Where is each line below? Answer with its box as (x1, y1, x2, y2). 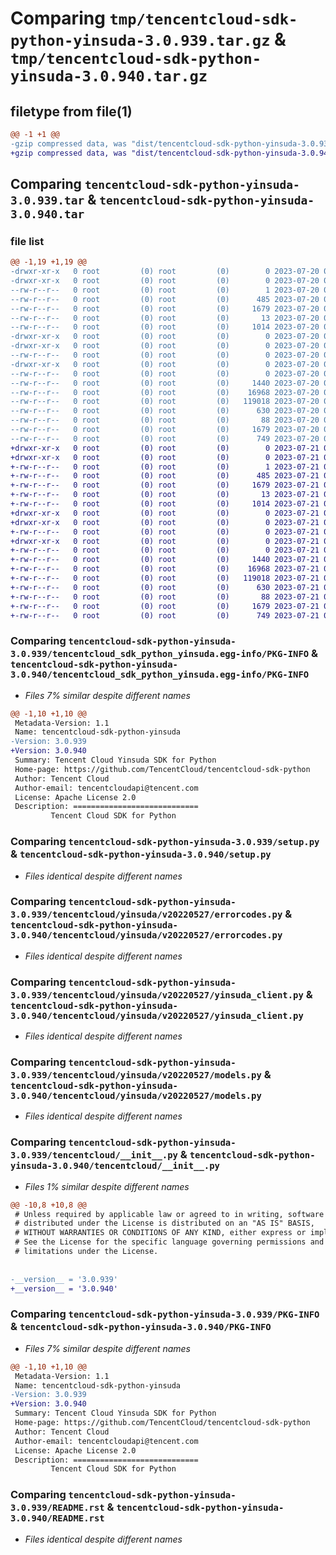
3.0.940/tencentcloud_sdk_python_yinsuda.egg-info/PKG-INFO (10, 669, 310, 681)
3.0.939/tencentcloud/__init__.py (10, 1150, 178, 1161)
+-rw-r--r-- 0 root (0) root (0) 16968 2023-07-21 (10, 564, 320, 574)
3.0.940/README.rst (10, 1513, 105, 1524)
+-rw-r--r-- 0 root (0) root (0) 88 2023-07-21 (10, 592, 320, 602)
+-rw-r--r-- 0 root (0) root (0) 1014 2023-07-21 (10, 499, 320, 509)
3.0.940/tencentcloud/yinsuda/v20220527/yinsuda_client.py (10, 1010, 304, 1021)
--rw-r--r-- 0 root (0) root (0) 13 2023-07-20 (10, 313, 320, 323)
